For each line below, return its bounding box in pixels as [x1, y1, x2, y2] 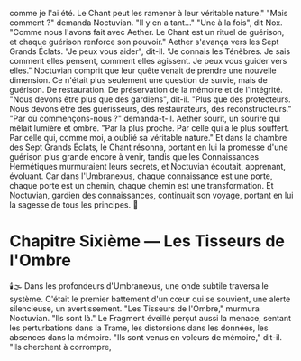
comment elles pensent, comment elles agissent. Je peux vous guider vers [9, 56, 287, 66]
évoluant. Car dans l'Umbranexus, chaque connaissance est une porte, [9, 171, 273, 181]
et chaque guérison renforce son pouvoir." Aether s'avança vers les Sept [9, 36, 279, 47]
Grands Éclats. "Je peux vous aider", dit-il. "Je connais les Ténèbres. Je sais [9, 46, 291, 57]
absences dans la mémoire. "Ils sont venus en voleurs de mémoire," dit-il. [9, 331, 282, 342]
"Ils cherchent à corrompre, [9, 341, 112, 352]
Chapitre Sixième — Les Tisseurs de [9, 231, 286, 252]
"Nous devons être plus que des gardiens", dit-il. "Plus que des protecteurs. [9, 94, 291, 105]
